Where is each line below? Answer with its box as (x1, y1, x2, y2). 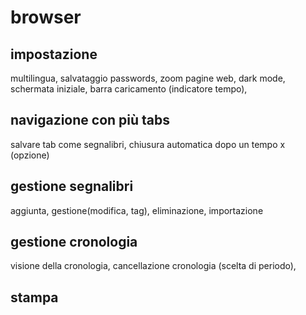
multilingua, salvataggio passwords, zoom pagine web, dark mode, (10, 72, 286, 84)
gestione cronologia (10, 234, 138, 251)
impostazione (10, 46, 98, 63)
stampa (10, 289, 59, 306)
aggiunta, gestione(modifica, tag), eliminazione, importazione (10, 204, 264, 216)
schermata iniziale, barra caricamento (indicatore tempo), (10, 83, 248, 95)
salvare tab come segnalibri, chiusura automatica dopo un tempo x (10, 138, 286, 150)
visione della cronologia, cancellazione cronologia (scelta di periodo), (10, 260, 297, 272)
